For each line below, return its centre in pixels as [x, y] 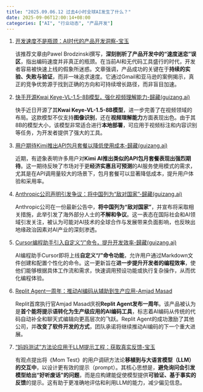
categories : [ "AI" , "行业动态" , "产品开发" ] [60, 23]
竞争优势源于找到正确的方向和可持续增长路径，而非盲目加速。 [103, 84]
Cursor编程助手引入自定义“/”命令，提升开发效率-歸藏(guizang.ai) [96, 242]
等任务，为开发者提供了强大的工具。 [60, 133]
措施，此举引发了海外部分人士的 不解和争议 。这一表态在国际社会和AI [105, 214]
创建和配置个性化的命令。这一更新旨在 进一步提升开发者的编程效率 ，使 [108, 263]
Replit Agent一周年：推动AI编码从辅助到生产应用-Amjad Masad [94, 291]
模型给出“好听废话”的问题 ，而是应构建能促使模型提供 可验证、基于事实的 [105, 375]
